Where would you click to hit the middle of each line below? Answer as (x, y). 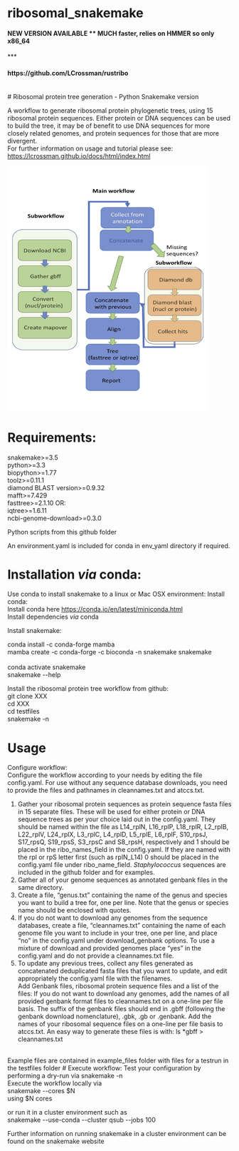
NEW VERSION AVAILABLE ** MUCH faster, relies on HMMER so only (111, 33)
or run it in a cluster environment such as (68, 1112)
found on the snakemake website (56, 1141)
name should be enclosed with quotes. (74, 911)
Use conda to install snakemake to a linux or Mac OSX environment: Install (116, 594)
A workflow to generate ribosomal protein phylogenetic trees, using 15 (110, 110)
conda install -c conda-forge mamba (61, 644)
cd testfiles (24, 711)
